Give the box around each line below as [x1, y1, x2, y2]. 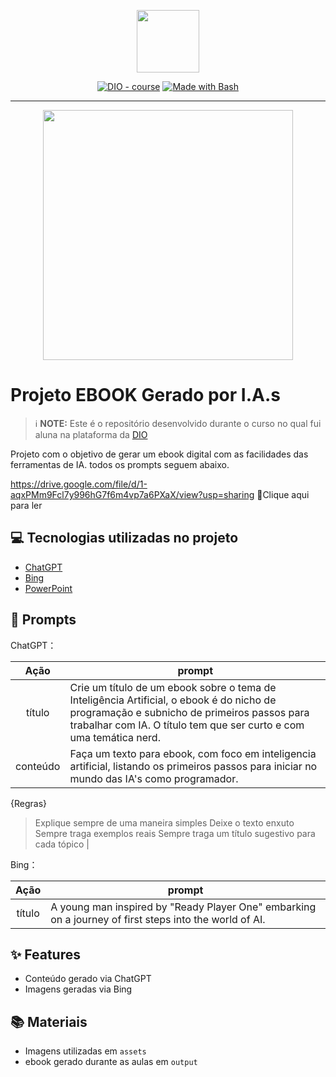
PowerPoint [24, 582, 73, 594]
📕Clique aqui [256, 488, 310, 500]
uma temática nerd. [69, 730, 161, 744]
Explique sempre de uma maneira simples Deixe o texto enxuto [34, 816, 295, 829]
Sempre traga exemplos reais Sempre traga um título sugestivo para [34, 827, 316, 839]
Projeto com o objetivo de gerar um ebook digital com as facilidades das [10, 448, 309, 460]
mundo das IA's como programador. [69, 771, 239, 785]
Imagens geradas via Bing [24, 983, 133, 995]
